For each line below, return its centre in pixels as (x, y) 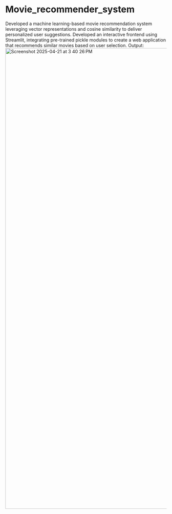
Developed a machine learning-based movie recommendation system (79, 24)
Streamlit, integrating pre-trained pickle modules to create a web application (86, 40)
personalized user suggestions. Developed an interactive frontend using (81, 34)
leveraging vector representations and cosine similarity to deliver (74, 29)
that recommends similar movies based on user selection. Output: (75, 45)
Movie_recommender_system (70, 9)
